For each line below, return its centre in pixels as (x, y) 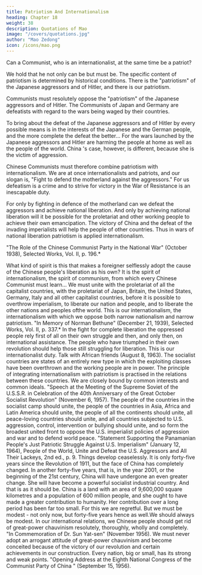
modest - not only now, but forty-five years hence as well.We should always (100, 514)
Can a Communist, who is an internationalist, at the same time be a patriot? (99, 62)
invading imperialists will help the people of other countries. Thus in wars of (100, 229)
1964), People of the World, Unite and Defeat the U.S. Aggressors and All (96, 450)
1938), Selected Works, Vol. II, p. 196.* (54, 254)
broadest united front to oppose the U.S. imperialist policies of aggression (98, 431)
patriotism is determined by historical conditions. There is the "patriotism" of (101, 80)
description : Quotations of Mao (47, 29)
